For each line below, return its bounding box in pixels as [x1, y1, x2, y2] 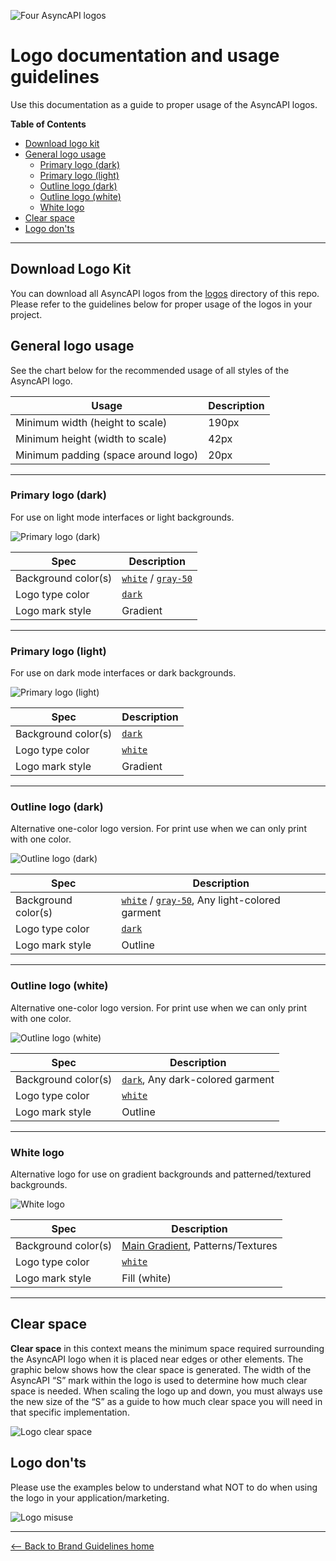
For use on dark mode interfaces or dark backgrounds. [10, 667, 237, 679]
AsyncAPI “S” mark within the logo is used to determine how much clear [10, 1374, 308, 1386]
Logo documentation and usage [10, 45, 280, 67]
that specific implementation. [10, 1406, 130, 1418]
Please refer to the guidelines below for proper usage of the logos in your [10, 298, 313, 310]
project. [10, 308, 43, 320]
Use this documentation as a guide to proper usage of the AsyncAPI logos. [10, 98, 318, 110]
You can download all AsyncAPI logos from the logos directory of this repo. [10, 287, 320, 299]
